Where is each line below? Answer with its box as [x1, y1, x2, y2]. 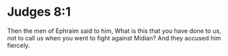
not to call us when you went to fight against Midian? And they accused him [7, 33, 221, 42]
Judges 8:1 [7, 4, 71, 20]
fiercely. [7, 41, 30, 49]
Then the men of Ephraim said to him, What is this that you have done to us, [7, 27, 222, 35]
